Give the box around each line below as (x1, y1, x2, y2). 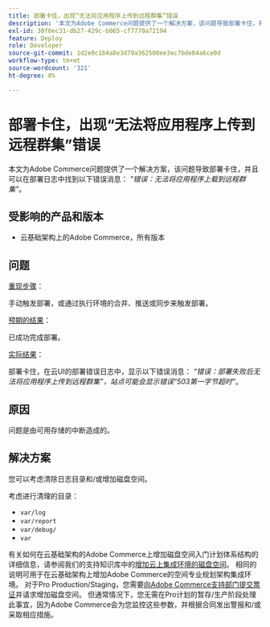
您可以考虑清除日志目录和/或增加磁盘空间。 (8, 473, 153, 483)
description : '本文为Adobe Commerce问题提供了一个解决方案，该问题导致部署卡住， (8, 19, 259, 27)
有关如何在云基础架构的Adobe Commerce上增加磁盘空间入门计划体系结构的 (8, 549, 259, 559)
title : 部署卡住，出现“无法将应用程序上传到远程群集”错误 (8, 11, 178, 20)
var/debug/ (19, 526, 57, 534)
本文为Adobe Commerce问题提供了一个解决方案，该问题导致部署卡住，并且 (8, 164, 259, 174)
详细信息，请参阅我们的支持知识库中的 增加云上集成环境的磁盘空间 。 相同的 (8, 559, 257, 569)
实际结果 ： (8, 350, 44, 359)
